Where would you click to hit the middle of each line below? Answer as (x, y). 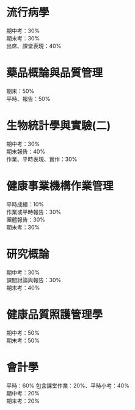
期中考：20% (23, 393)
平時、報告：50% (28, 99)
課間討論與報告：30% (34, 280)
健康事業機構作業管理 (60, 186)
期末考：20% (23, 401)
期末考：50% (23, 340)
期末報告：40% (26, 151)
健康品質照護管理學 (55, 314)
